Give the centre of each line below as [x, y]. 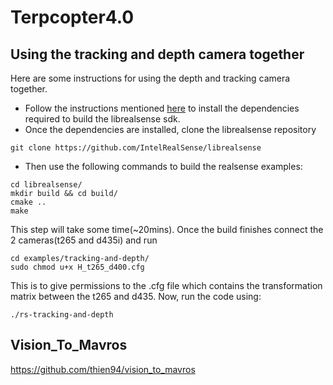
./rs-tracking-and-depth [62, 315]
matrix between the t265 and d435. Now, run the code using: [136, 296]
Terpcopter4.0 [72, 17]
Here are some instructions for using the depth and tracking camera [150, 78]
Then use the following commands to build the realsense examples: [163, 166]
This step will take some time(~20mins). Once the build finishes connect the [167, 229]
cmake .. [28, 202]
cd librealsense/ [46, 185]
